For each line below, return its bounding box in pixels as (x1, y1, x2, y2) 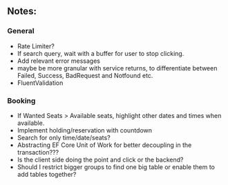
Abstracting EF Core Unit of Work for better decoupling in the (17, 141, 192, 149)
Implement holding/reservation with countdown (17, 126, 153, 134)
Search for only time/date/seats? (17, 133, 111, 142)
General (7, 26, 35, 36)
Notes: (7, 6, 37, 17)
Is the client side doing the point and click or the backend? (17, 155, 184, 164)
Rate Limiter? (17, 41, 55, 50)
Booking (7, 96, 36, 106)
